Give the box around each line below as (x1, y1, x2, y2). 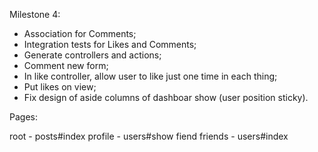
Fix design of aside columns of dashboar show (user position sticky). (23, 92, 309, 103)
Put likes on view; (23, 81, 97, 93)
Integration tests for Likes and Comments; (23, 39, 197, 50)
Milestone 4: (9, 9, 61, 20)
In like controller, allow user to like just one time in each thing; (23, 70, 278, 82)
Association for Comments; (23, 28, 137, 39)
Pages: (9, 111, 38, 123)
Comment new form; (23, 60, 109, 71)
